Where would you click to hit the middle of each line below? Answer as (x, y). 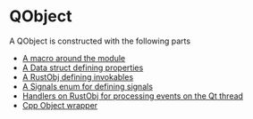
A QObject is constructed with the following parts (100, 41)
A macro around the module (74, 58)
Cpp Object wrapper (60, 105)
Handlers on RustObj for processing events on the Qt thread (133, 96)
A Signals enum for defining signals (88, 86)
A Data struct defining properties (83, 67)
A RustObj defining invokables (78, 76)
